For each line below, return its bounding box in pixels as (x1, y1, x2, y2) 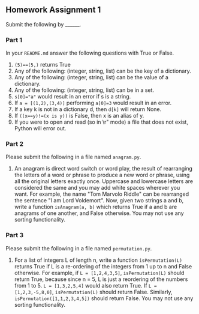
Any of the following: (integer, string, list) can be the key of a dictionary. (14, 67, 191, 74)
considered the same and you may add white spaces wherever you (14, 184, 180, 192)
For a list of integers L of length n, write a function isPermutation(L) (14, 256, 182, 264)
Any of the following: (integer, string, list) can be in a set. (14, 86, 154, 94)
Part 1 (5, 35, 22, 44)
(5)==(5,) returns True (14, 61, 71, 68)
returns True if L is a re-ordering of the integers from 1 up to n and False (14, 262, 192, 270)
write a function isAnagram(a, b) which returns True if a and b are (14, 204, 177, 211)
